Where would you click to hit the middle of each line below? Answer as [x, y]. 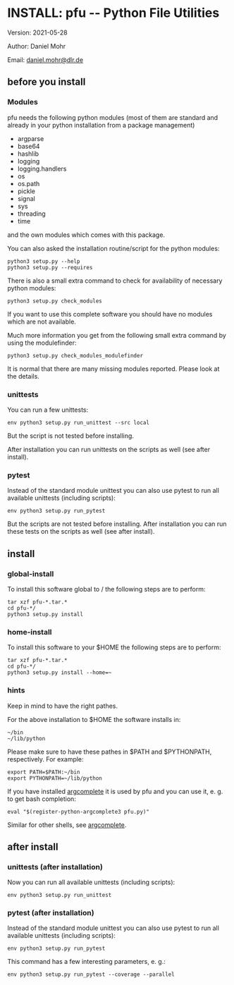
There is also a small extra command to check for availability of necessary [115, 281]
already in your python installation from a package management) [101, 125]
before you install [47, 82]
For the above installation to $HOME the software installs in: [94, 719]
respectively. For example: [45, 759]
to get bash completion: [42, 799]
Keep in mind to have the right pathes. [63, 706]
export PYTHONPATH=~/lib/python [55, 778]
